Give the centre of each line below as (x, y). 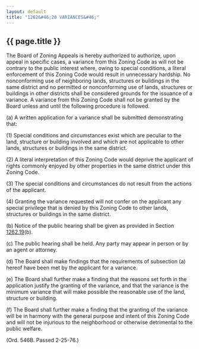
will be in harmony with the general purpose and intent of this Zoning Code (98, 316)
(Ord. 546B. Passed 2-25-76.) (42, 340)
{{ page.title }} (34, 41)
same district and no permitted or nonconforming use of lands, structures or (99, 87)
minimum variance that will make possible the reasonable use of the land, (96, 292)
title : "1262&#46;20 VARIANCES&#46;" (53, 17)
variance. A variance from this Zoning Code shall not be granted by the (93, 100)
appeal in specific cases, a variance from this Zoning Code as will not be (95, 62)
